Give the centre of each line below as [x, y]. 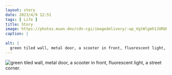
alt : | [12, 43]
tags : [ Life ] [21, 19]
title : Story [19, 24]
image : [12, 29]
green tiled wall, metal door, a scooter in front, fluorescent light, [88, 48]
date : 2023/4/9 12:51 [28, 15]
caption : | [17, 34]
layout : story [20, 10]
